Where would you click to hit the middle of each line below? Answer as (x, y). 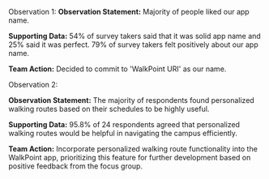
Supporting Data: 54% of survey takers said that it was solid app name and (134, 36)
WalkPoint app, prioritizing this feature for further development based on (130, 158)
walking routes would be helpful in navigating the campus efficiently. (123, 133)
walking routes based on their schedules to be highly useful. (109, 109)
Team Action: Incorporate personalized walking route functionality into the (133, 149)
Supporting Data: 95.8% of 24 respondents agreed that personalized (124, 124)
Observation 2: (33, 85)
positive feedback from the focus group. (76, 166)
